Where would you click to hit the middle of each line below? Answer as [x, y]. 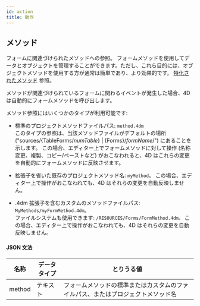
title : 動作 [20, 17]
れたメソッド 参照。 [30, 80]
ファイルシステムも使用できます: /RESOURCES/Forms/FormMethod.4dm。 [99, 218]
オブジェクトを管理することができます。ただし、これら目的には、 [102, 65]
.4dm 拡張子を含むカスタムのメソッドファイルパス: [77, 203]
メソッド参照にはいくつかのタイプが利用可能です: [67, 113]
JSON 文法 [19, 247]
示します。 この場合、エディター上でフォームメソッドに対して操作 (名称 [103, 148]
